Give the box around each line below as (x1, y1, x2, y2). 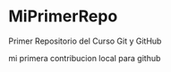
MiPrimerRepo (8, 6, 118, 27)
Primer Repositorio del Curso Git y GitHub (8, 36, 162, 46)
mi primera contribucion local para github (8, 52, 161, 63)
